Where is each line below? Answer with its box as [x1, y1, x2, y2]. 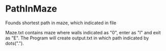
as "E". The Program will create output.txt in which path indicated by [5, 35, 149, 41]
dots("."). [5, 40, 24, 46]
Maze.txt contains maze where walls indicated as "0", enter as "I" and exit [5, 29, 161, 35]
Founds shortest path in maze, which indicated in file [5, 20, 116, 26]
